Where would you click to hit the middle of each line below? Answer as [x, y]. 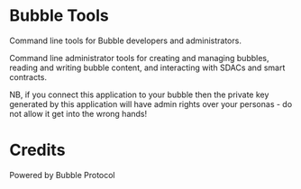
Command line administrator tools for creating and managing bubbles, [139, 58]
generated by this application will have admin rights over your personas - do [151, 103]
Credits [37, 150]
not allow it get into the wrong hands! [78, 113]
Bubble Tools [59, 16]
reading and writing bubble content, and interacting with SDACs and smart [147, 67]
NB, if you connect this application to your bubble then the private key [139, 94]
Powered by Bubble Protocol [62, 175]
